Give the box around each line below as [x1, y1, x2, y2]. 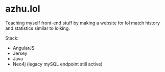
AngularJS [12, 45, 35, 51]
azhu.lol [5, 3, 40, 15]
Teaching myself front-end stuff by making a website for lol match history [5, 20, 160, 26]
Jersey [12, 50, 28, 56]
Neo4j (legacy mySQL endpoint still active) [12, 61, 103, 67]
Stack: [5, 35, 19, 41]
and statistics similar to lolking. [5, 25, 70, 31]
